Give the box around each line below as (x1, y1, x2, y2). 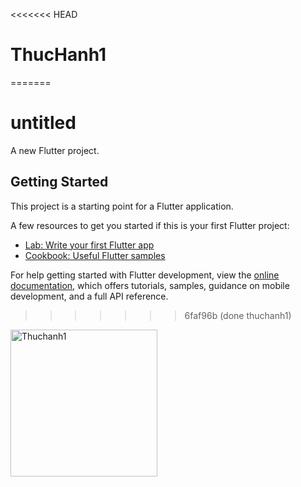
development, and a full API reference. (10, 290, 169, 302)
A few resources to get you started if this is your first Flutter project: (10, 219, 290, 231)
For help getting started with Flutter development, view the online (10, 269, 280, 281)
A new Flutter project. (10, 144, 100, 156)
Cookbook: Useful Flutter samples (24, 249, 166, 261)
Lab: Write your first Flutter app (24, 239, 155, 251)
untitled (10, 112, 77, 134)
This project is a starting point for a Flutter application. (10, 200, 234, 212)
